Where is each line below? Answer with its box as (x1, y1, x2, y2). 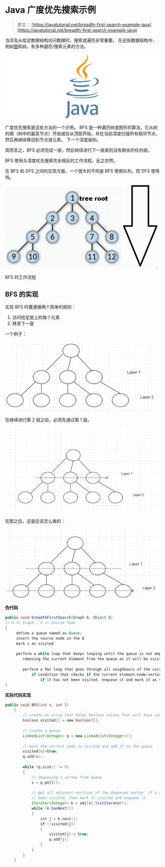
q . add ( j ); (49, 837, 69, 842)
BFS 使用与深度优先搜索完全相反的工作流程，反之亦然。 (5, 158, 118, 163)
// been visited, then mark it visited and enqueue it (31, 796, 146, 801)
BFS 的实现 (5, 290, 38, 298)
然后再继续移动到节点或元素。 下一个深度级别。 (5, 137, 101, 143)
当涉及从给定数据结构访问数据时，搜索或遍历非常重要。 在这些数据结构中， (5, 37, 157, 43)
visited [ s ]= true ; (23, 749, 58, 754)
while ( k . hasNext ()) (31, 806, 74, 811)
